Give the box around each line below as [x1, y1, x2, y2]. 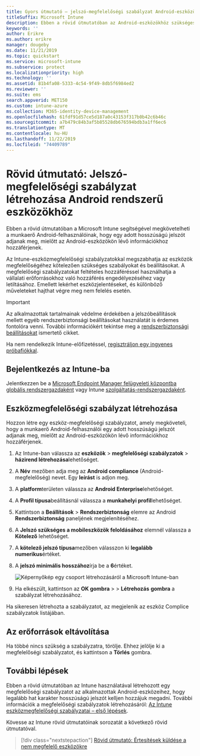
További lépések [6, 666, 68, 676]
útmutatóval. [6, 724, 37, 732]
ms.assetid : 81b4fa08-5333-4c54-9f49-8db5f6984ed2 [6, 81, 135, 87]
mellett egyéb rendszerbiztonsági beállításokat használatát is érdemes [6, 316, 179, 323]
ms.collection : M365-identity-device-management [6, 108, 129, 114]
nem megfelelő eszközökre [20, 742, 87, 750]
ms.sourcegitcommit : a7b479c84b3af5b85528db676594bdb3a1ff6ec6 [6, 120, 167, 126]
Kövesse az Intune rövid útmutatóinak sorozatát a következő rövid [6, 718, 168, 726]
